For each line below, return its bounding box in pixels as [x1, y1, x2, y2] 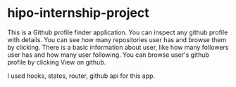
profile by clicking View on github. [7, 58, 106, 66]
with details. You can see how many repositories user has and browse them [7, 35, 227, 43]
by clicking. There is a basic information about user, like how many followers [7, 43, 229, 51]
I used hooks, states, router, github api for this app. [7, 72, 156, 80]
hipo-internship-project [7, 5, 149, 21]
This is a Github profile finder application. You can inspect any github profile [7, 28, 228, 36]
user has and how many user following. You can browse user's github [7, 51, 210, 59]
